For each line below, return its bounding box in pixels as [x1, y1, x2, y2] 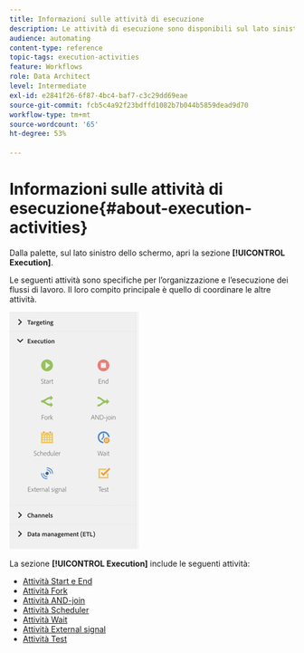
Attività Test [22, 633, 68, 644]
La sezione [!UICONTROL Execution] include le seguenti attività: [9, 558, 251, 569]
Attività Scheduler [22, 604, 90, 615]
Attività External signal [22, 623, 107, 634]
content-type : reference [9, 43, 103, 53]
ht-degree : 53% [9, 130, 67, 139]
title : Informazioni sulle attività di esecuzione [9, 14, 204, 24]
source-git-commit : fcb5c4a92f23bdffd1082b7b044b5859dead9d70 [9, 101, 249, 110]
